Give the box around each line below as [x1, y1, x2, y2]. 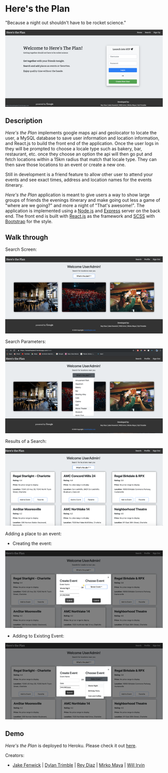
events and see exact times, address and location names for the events [5, 177, 152, 183]
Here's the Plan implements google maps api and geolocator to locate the [5, 130, 157, 136]
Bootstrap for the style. [5, 219, 53, 225]
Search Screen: [5, 246, 37, 252]
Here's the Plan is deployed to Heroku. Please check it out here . [5, 743, 137, 749]
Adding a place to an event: [5, 530, 62, 537]
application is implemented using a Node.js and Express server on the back [5, 208, 160, 214]
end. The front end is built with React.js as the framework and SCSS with [5, 213, 155, 219]
